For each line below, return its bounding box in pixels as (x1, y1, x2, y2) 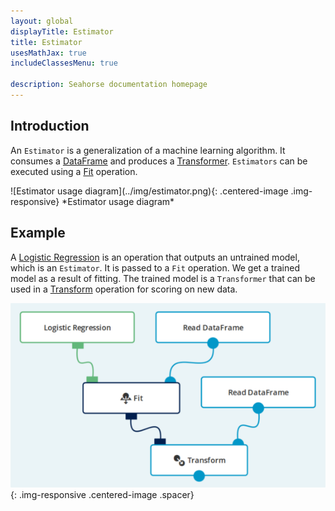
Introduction (10, 118, 90, 135)
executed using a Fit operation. (10, 165, 138, 177)
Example (10, 225, 66, 242)
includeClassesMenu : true (10, 58, 118, 69)
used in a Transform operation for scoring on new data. (10, 283, 238, 295)
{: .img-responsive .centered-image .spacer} (10, 488, 195, 500)
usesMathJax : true (10, 48, 87, 58)
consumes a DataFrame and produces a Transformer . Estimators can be (10, 155, 308, 167)
